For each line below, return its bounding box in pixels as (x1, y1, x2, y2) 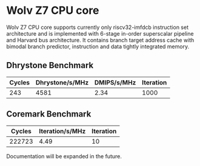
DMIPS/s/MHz (94, 78, 136, 86)
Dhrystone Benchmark (6, 60, 94, 71)
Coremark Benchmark (6, 109, 92, 120)
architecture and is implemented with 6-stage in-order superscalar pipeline (6, 30, 194, 37)
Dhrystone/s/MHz (35, 78, 89, 86)
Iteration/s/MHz (39, 127, 86, 135)
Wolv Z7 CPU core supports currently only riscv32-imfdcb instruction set (6, 24, 189, 31)
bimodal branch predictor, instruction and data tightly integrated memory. (6, 43, 190, 50)
